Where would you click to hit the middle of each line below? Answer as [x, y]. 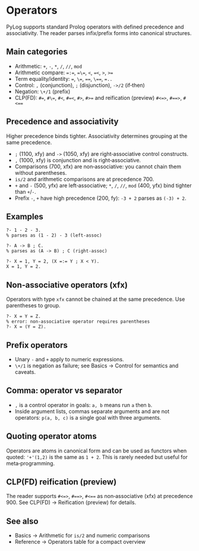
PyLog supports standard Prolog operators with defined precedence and [95, 27]
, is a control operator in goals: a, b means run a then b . [83, 405]
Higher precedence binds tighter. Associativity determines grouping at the [97, 136]
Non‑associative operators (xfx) [67, 285]
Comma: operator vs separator [64, 391]
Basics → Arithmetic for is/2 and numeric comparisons [82, 536]
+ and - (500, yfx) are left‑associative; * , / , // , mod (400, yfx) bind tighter [103, 185]
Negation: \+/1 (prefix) [42, 91]
